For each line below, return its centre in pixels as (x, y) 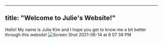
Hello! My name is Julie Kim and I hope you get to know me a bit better (76, 30)
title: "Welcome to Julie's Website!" (60, 18)
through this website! (26, 34)
